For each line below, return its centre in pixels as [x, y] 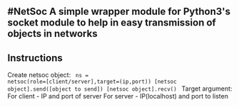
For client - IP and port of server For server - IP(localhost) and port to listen [118, 96]
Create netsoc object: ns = [48, 75]
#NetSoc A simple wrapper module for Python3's [119, 12]
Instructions [35, 58]
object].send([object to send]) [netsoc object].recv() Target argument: [120, 89]
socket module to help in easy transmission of [112, 23]
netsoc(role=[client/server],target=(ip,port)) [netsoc [92, 82]
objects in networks [52, 34]
